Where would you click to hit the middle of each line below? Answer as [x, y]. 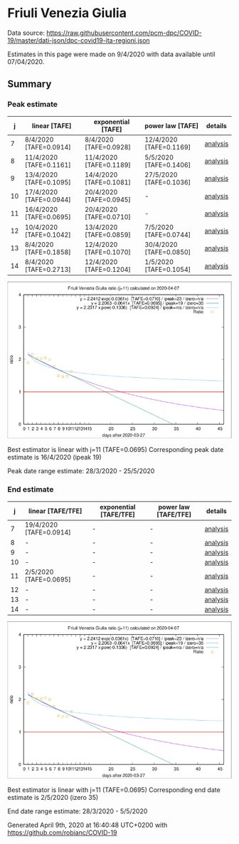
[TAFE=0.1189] [108, 164]
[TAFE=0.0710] [108, 217]
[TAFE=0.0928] [108, 147]
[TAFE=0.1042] [48, 234]
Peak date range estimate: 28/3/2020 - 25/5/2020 [81, 471]
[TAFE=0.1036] [168, 182]
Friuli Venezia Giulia [67, 13]
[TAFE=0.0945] [108, 200]
